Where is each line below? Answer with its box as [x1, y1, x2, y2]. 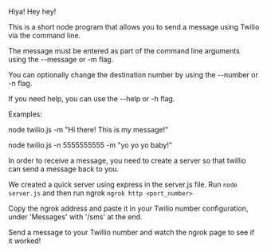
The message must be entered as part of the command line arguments [8, 46, 241, 55]
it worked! [8, 236, 41, 246]
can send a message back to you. [8, 164, 120, 174]
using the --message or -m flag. [8, 55, 114, 64]
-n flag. [8, 79, 33, 88]
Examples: [8, 109, 42, 119]
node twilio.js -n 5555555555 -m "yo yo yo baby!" [8, 140, 173, 150]
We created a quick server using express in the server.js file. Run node [8, 179, 238, 189]
